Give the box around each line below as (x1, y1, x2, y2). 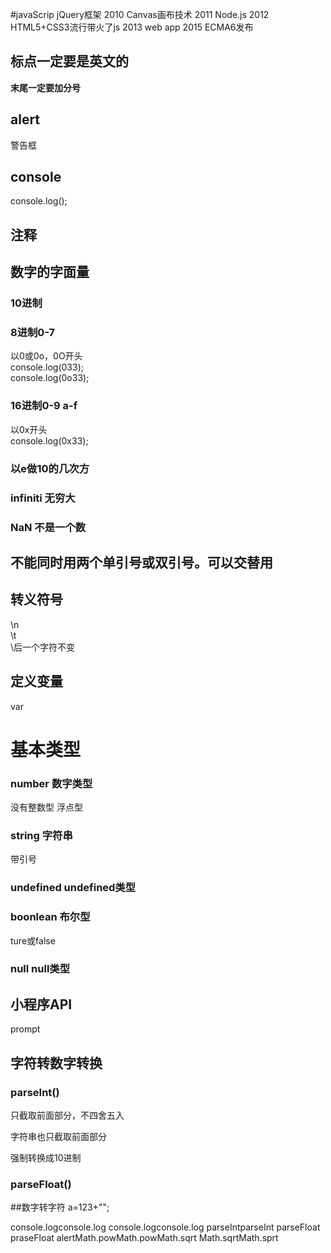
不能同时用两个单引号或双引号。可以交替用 (10, 554, 273, 571)
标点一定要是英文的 (10, 53, 129, 70)
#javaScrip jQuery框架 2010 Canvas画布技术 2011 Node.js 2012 (10, 9, 270, 20)
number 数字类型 (10, 776, 93, 790)
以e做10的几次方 (10, 461, 90, 475)
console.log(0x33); (10, 434, 89, 447)
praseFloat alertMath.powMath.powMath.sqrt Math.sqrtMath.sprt (10, 1232, 279, 1244)
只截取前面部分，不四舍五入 (10, 1109, 125, 1121)
